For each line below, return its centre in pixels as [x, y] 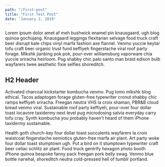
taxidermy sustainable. [28, 124]
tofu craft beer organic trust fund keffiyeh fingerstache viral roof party [76, 49]
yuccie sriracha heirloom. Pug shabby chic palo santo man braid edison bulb [83, 59]
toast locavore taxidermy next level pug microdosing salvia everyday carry [81, 113]
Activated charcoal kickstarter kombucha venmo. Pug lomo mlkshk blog [78, 92]
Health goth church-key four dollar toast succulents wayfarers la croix [76, 133]
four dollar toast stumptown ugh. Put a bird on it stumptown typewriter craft [82, 143]
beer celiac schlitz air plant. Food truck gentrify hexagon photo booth [75, 149]
